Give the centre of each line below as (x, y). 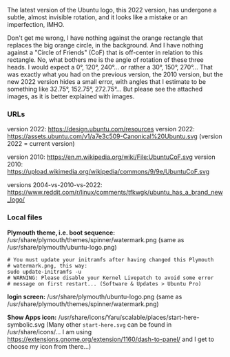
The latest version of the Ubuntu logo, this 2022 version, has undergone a (112, 10)
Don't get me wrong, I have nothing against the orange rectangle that (105, 38)
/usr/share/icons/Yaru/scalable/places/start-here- (129, 317)
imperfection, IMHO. (36, 24)
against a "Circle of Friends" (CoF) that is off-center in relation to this (105, 52)
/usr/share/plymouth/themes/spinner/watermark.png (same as (96, 239)
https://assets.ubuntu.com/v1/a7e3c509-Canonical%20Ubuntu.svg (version (115, 136)
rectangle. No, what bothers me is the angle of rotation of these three (106, 60)
